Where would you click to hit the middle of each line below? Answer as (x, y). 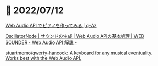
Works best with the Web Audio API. (43, 58)
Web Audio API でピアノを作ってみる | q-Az (51, 25)
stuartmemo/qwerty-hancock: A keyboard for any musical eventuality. (79, 53)
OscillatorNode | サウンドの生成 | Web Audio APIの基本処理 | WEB (75, 36)
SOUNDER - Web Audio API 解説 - (41, 42)
